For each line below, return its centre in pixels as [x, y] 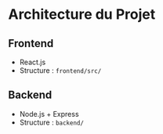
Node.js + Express [49, 114]
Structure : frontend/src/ [60, 71]
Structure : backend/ [52, 122]
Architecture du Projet [82, 14]
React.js [33, 62]
